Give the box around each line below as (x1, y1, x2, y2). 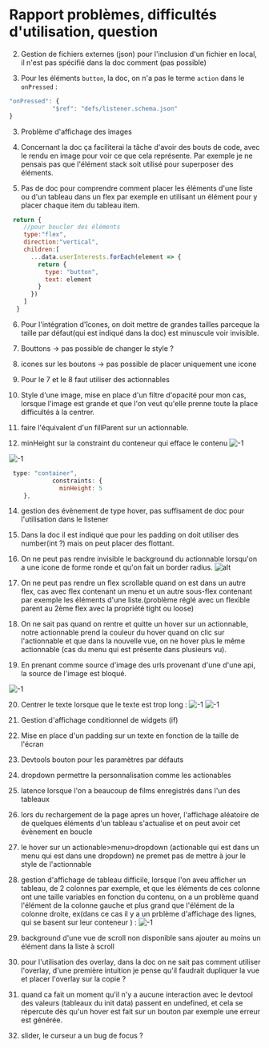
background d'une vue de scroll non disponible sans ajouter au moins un (20, 933, 261, 943)
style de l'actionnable (20, 860, 92, 869)
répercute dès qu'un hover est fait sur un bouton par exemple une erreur (20, 1007, 261, 1017)
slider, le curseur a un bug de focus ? (20, 1031, 143, 1041)
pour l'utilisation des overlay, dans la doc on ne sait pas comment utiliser (20, 957, 261, 967)
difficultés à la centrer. (20, 407, 95, 417)
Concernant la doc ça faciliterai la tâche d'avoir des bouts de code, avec (20, 142, 260, 151)
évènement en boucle (20, 827, 93, 836)
